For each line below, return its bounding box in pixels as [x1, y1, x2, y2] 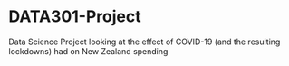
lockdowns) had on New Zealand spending [8, 45, 169, 56]
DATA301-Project [8, 6, 141, 27]
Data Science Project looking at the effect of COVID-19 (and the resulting [8, 36, 281, 47]
